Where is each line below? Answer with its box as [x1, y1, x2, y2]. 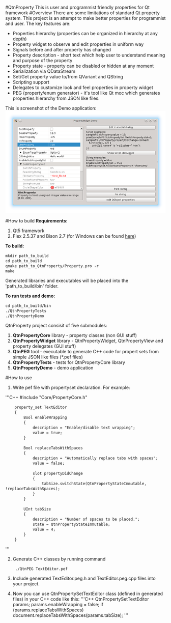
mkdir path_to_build [5, 253, 49, 259]
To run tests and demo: [5, 293, 55, 299]
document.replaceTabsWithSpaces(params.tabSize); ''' [12, 612, 129, 618]
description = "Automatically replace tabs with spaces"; [32, 456, 158, 461]
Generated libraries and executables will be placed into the [5, 277, 129, 284]
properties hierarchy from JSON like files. [12, 95, 100, 101]
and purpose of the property [12, 58, 73, 63]
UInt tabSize [23, 506, 51, 512]
